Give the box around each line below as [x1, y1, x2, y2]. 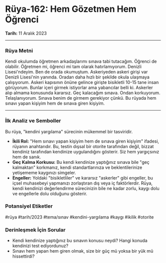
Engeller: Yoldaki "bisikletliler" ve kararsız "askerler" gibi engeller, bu [12, 175, 153, 181]
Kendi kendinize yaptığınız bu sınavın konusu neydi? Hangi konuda [12, 238, 148, 244]
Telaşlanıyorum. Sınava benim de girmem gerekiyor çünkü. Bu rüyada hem [5, 95, 157, 101]
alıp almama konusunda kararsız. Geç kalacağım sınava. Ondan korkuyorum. [5, 90, 161, 96]
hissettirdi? [12, 253, 35, 260]
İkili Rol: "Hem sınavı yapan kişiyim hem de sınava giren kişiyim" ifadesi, [12, 138, 160, 144]
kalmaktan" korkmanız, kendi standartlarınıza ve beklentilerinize [12, 164, 142, 170]
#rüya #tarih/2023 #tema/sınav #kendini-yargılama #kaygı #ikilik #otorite [5, 214, 154, 220]
